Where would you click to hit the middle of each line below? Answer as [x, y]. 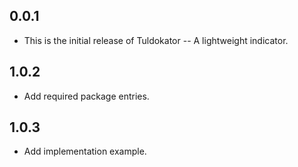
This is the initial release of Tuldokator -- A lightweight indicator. [156, 40]
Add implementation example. [85, 151]
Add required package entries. [86, 96]
